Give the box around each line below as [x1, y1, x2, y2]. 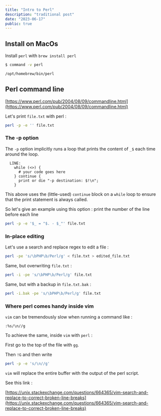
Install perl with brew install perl [5, 53, 77, 59]
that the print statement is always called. [5, 196, 88, 202]
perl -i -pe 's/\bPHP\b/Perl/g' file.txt [5, 272, 92, 277]
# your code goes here [18, 169, 66, 174]
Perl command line [5, 85, 65, 93]
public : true [5, 21, 32, 26]
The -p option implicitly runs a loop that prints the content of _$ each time [5, 146, 156, 152]
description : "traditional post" [5, 12, 75, 17]
